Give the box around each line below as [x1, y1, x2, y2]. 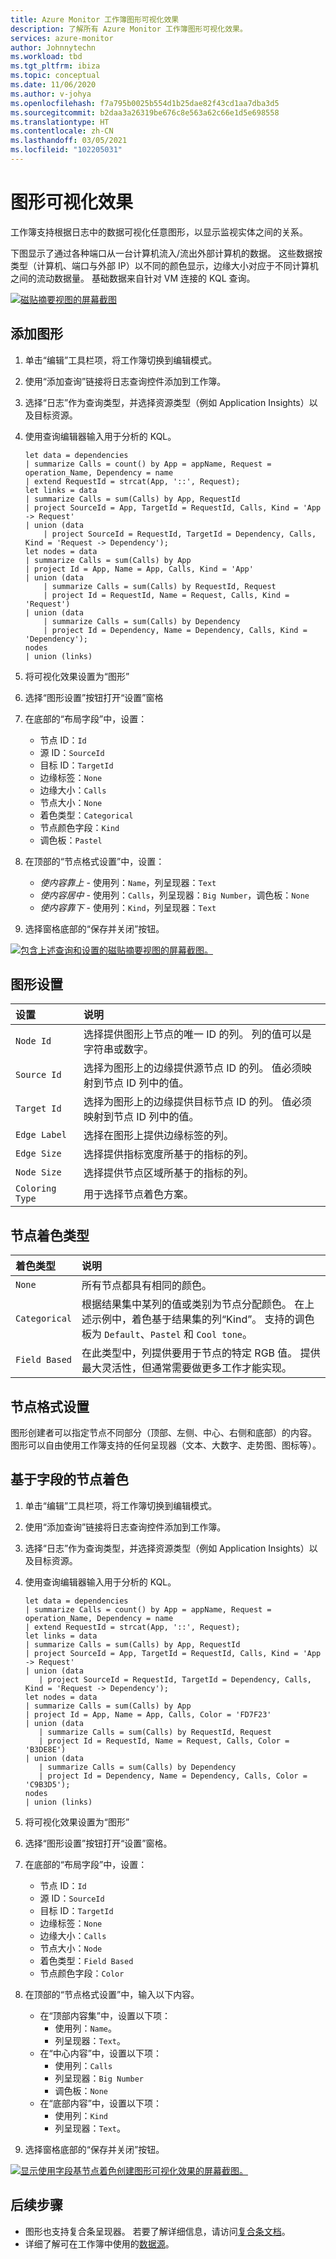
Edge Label [15, 1129, 67, 1141]
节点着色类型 [10, 1227, 90, 1244]
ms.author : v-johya [10, 89, 92, 99]
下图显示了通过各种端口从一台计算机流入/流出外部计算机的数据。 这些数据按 [10, 247, 323, 259]
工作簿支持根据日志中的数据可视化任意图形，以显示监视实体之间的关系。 [10, 226, 308, 238]
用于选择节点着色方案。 [83, 1187, 194, 1201]
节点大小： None [39, 796, 103, 808]
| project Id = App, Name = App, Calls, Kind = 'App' [24, 564, 254, 574]
